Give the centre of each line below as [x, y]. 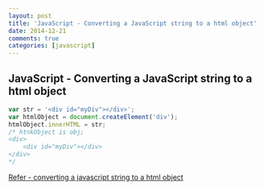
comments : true [34, 38]
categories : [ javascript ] [52, 46]
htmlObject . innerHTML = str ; [57, 124]
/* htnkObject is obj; [46, 132]
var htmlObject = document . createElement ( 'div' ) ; [93, 117]
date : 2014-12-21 [37, 31]
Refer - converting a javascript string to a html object [96, 177]
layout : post [30, 16]
